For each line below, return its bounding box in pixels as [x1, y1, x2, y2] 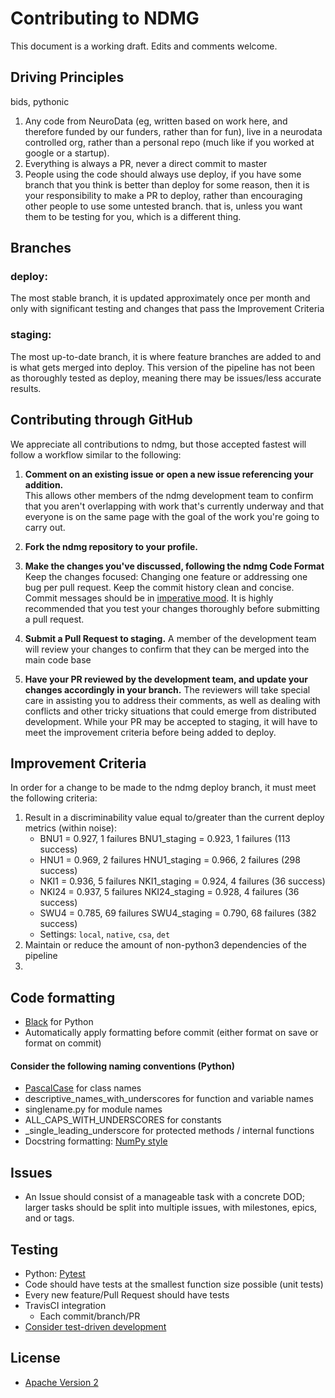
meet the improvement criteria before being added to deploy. [24, 726, 277, 738]
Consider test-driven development [24, 1321, 167, 1332]
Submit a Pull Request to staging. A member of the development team [24, 632, 317, 644]
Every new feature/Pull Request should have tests [24, 1289, 230, 1301]
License [10, 1350, 61, 1367]
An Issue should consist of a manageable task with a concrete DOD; [24, 1191, 306, 1203]
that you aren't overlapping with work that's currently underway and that [24, 500, 325, 512]
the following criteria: [10, 792, 98, 804]
